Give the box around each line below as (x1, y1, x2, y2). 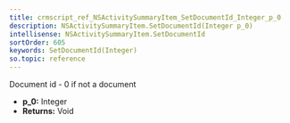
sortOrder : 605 (9, 37, 66, 47)
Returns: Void (21, 106, 74, 116)
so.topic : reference (9, 54, 87, 63)
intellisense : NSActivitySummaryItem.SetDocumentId (9, 29, 205, 38)
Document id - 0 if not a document (9, 79, 137, 89)
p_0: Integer (21, 96, 68, 107)
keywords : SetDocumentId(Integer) (9, 46, 138, 55)
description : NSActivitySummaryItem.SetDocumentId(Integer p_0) (9, 21, 253, 30)
